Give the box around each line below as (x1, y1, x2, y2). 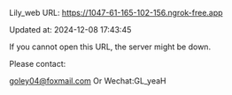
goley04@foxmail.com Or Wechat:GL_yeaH (9, 76, 166, 86)
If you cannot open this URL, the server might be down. (9, 41, 211, 52)
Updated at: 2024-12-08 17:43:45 (9, 25, 132, 34)
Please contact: (9, 59, 66, 69)
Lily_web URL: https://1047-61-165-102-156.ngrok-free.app (9, 8, 223, 18)
